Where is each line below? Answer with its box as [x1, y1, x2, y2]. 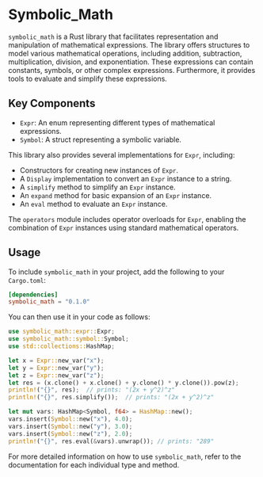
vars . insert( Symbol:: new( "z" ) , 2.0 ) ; [8, 429, 133, 437]
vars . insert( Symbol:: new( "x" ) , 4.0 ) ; [8, 415, 133, 423]
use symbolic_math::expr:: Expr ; [8, 327, 115, 336]
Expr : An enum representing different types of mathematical [19, 117, 215, 128]
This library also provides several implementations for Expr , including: [8, 150, 235, 159]
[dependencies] [8, 291, 59, 299]
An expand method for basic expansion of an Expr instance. [19, 190, 212, 200]
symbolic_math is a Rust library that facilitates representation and [8, 32, 219, 41]
